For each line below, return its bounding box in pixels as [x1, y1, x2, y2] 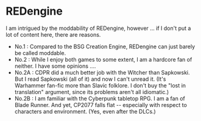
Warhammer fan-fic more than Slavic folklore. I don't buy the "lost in [14, 81, 186, 89]
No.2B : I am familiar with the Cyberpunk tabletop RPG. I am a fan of [14, 95, 185, 102]
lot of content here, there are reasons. [5, 31, 101, 38]
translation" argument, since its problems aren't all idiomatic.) [14, 88, 169, 95]
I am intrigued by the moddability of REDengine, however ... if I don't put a [5, 24, 191, 32]
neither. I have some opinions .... [14, 62, 96, 70]
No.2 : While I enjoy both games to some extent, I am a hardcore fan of [14, 56, 192, 63]
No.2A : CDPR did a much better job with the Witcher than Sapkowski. [14, 68, 190, 76]
